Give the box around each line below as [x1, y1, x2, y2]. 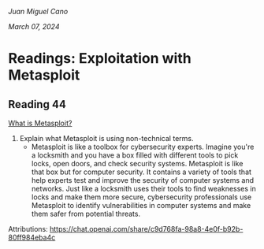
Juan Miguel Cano [8, 7, 69, 16]
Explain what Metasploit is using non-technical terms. [19, 134, 194, 143]
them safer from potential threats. [31, 209, 140, 218]
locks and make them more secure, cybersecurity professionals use [31, 192, 252, 202]
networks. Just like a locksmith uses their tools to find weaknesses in [31, 184, 256, 193]
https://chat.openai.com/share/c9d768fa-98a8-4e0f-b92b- [50, 225, 244, 233]
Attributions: [8, 225, 49, 233]
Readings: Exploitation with [8, 50, 191, 68]
